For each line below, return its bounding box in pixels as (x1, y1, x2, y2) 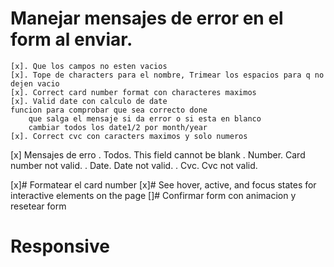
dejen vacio (10, 78, 60, 89)
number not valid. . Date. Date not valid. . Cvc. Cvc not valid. (10, 159, 258, 171)
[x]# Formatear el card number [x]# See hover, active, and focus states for (10, 178, 317, 191)
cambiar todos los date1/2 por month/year (28, 122, 208, 132)
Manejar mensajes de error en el (10, 7, 284, 30)
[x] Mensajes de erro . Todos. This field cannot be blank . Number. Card (10, 148, 306, 161)
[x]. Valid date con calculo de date (10, 96, 168, 106)
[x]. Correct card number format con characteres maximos (10, 87, 257, 97)
